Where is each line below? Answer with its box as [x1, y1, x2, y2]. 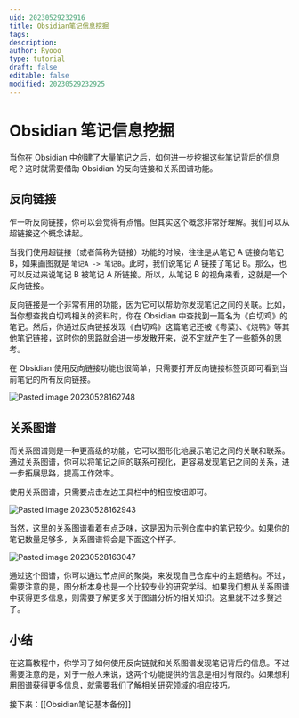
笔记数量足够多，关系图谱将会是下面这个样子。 [9, 534, 181, 545]
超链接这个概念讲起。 [9, 228, 87, 239]
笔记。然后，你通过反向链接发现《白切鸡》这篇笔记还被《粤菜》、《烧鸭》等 [9, 322, 282, 333]
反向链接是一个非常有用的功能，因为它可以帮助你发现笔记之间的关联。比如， [9, 300, 290, 310]
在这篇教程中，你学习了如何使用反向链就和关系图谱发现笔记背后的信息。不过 [9, 657, 290, 668]
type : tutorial [9, 54, 66, 63]
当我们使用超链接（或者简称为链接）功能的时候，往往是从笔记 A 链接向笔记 [9, 247, 285, 258]
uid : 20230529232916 [9, 12, 86, 22]
